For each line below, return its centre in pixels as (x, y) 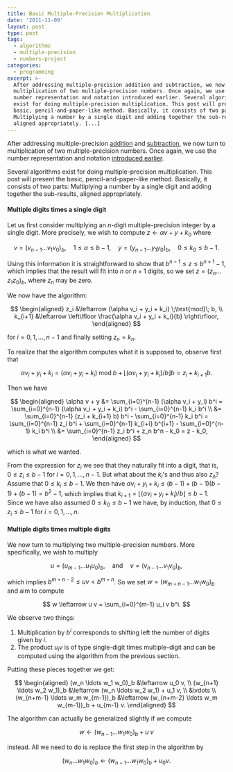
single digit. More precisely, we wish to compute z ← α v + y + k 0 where (109, 233)
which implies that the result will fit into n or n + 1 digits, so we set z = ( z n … (114, 272)
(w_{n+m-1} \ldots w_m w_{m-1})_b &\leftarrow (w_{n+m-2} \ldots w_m (116, 698)
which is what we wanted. (44, 452)
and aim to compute (36, 591)
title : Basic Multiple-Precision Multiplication (79, 14)
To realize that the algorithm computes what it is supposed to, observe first (114, 352)
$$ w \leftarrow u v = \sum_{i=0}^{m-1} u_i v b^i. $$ (116, 605)
